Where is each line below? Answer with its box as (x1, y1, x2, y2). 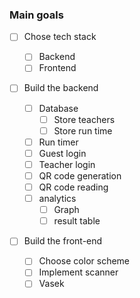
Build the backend (23, 82, 99, 94)
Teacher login (38, 158, 96, 170)
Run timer (38, 136, 79, 148)
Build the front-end (23, 235, 103, 247)
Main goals (9, 8, 64, 22)
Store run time (53, 124, 113, 137)
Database (38, 102, 79, 114)
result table (53, 215, 101, 227)
